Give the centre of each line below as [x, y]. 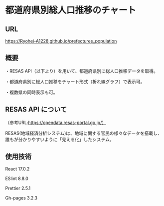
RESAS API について [36, 110]
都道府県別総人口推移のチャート [71, 10]
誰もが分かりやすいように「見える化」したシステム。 [60, 139]
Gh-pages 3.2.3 [21, 198]
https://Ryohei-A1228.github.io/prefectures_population [61, 41]
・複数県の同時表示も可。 [31, 92]
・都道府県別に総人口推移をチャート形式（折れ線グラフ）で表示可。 [75, 81]
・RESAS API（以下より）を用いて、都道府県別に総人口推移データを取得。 [82, 71]
